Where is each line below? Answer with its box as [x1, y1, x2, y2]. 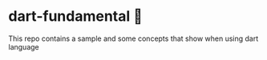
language [8, 42, 39, 51]
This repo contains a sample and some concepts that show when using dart [8, 34, 259, 43]
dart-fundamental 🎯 [8, 7, 143, 26]
